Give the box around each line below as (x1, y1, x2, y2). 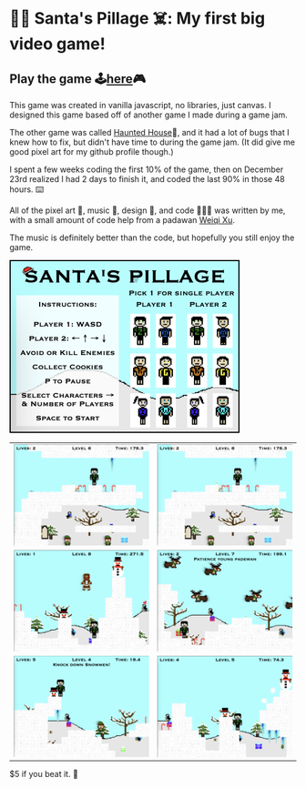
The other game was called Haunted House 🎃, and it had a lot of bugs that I (9, 127, 290, 137)
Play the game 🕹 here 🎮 (9, 71, 147, 86)
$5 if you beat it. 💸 (9, 769, 79, 780)
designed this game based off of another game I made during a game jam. (9, 109, 289, 120)
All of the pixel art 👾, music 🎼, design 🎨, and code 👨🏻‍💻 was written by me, (9, 205, 286, 216)
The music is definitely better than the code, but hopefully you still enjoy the (9, 232, 295, 243)
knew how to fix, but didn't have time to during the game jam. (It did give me (9, 136, 296, 147)
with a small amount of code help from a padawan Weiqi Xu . (9, 215, 235, 225)
